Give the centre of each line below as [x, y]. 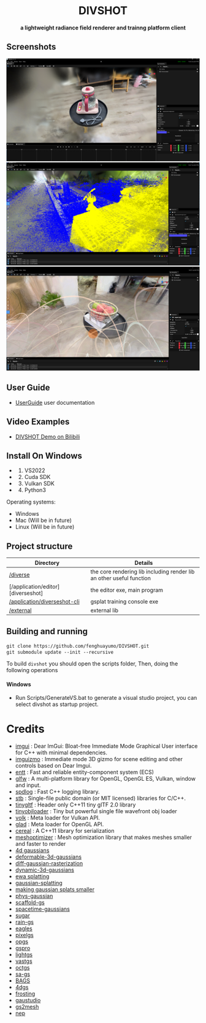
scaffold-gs [30, 903]
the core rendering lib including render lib [143, 572]
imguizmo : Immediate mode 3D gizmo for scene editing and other [99, 759]
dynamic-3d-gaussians [45, 870]
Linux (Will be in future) [45, 527]
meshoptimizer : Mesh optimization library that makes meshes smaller [103, 837]
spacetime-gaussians [43, 909]
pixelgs [24, 935]
